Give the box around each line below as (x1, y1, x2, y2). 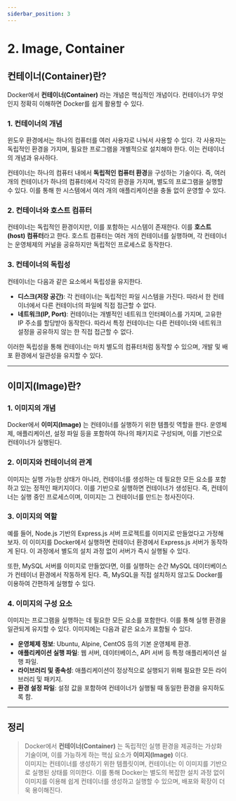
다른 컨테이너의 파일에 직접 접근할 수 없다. (41, 301, 157, 309)
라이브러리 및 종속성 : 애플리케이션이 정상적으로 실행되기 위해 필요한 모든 (17, 666, 214, 675)
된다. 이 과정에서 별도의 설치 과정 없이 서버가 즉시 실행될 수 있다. (14, 547, 190, 555)
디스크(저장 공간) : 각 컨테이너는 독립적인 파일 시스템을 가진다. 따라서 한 (17, 292, 211, 300)
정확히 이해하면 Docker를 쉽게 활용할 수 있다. (20, 99, 144, 108)
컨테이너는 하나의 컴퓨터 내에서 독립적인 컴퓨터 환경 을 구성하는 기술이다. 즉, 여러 (7, 168, 226, 177)
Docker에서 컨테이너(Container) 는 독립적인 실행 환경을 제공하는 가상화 (24, 741, 223, 750)
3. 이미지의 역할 (7, 511, 58, 521)
